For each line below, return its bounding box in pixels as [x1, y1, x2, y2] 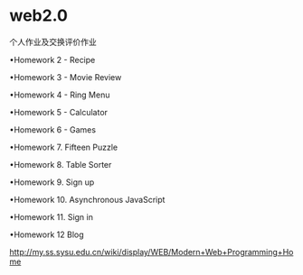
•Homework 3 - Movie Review [9, 71, 122, 82]
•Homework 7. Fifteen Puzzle [9, 142, 118, 152]
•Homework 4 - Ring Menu [9, 89, 110, 100]
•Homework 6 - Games [9, 124, 97, 135]
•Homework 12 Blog [9, 229, 84, 240]
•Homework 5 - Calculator [9, 106, 109, 117]
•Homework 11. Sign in [9, 211, 93, 222]
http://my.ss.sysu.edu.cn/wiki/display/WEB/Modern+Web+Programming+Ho [9, 246, 294, 257]
